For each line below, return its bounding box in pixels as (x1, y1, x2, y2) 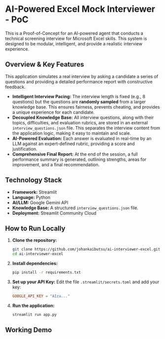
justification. (12, 146, 38, 151)
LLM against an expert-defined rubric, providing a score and (12, 141, 135, 147)
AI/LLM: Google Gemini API (12, 199, 68, 205)
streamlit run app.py (12, 312, 57, 317)
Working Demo (5, 326, 52, 334)
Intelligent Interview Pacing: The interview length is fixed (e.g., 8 (12, 93, 145, 99)
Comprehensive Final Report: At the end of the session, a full (12, 151, 138, 157)
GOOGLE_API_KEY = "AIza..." (12, 294, 70, 299)
